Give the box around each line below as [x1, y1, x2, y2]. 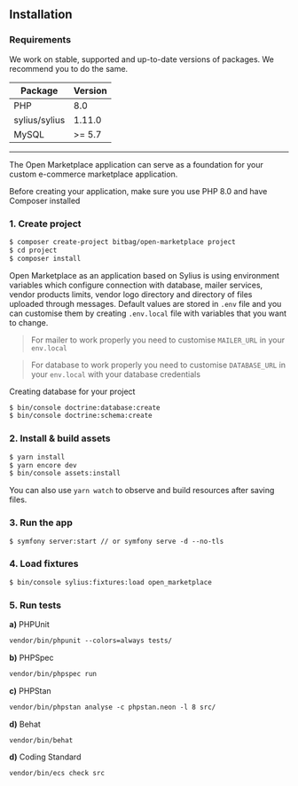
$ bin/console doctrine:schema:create [9, 412, 153, 421]
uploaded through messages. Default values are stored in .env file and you [9, 298, 282, 309]
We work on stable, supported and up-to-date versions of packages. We [9, 53, 275, 65]
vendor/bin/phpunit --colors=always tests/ [9, 636, 173, 645]
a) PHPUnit [9, 618, 51, 629]
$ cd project [9, 246, 58, 255]
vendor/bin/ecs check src [9, 769, 105, 778]
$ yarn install [9, 452, 66, 461]
